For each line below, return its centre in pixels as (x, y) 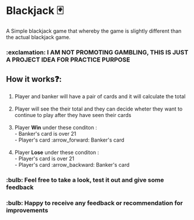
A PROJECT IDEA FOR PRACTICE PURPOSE (68, 60)
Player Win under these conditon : (56, 127)
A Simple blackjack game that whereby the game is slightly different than (94, 31)
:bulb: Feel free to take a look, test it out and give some (85, 180)
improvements (27, 210)
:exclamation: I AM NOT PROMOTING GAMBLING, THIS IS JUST (97, 52)
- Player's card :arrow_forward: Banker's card (69, 140)
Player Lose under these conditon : (57, 152)
